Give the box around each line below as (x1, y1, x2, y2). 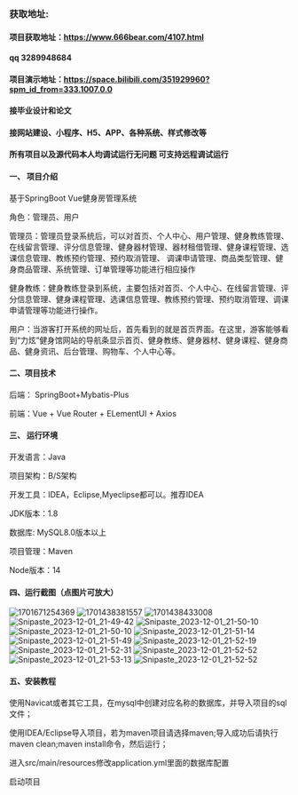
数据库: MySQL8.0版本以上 (9, 527, 107, 538)
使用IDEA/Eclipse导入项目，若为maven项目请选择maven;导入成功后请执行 (9, 727, 278, 738)
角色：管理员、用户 (9, 211, 80, 222)
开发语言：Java (9, 451, 67, 463)
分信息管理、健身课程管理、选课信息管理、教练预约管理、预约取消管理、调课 (9, 293, 289, 304)
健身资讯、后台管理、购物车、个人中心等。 (24, 346, 180, 356)
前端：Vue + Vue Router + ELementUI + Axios (9, 408, 177, 418)
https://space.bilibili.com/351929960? (63, 74, 210, 84)
